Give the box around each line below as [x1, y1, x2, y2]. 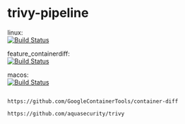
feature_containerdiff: [7, 49, 71, 58]
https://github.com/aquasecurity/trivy [7, 110, 125, 117]
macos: [7, 70, 29, 79]
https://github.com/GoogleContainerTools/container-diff [7, 97, 179, 105]
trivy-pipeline [7, 5, 89, 21]
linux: [7, 28, 23, 37]
